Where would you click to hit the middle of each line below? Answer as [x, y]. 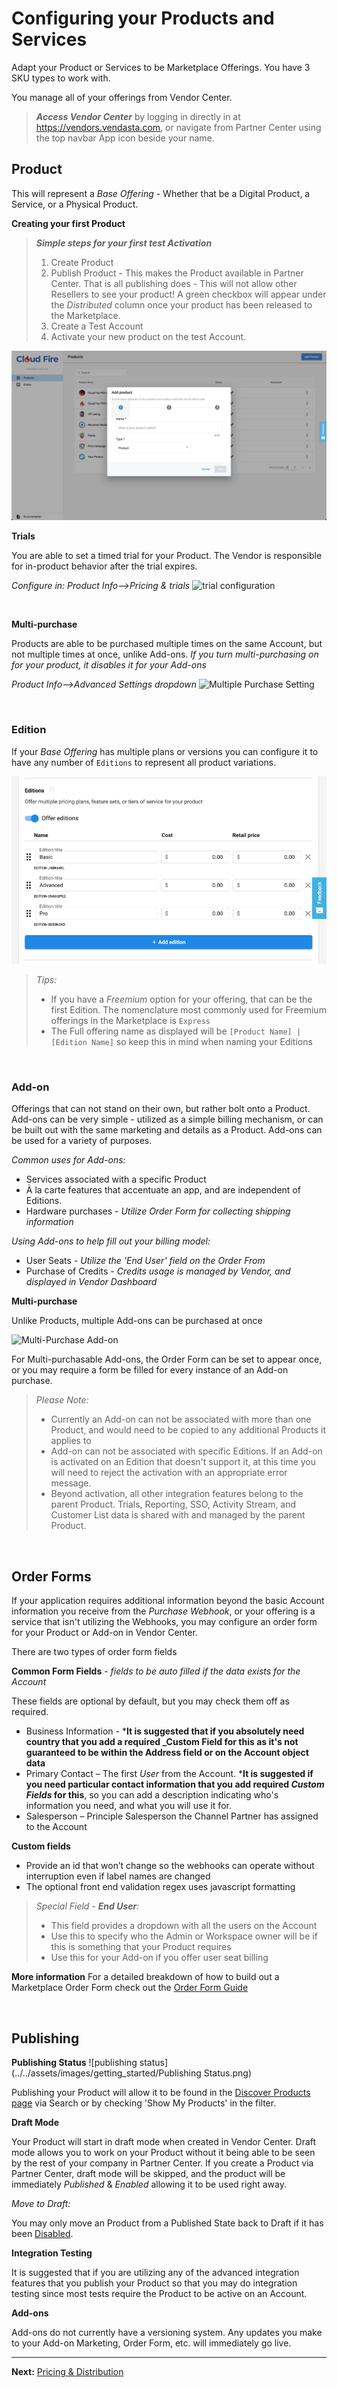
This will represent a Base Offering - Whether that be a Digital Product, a [161, 193]
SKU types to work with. [61, 78]
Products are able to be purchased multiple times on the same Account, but [167, 644]
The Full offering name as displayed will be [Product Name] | [176, 1031]
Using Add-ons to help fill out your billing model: [111, 1241]
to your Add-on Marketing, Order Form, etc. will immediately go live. [151, 2343]
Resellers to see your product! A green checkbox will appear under [188, 294]
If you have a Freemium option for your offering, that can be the [181, 999]
